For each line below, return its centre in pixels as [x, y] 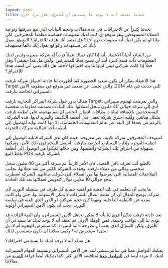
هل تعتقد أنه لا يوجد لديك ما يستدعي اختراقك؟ [48, 240]
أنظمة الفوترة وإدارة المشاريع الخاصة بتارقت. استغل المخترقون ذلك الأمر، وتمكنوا [81, 143]
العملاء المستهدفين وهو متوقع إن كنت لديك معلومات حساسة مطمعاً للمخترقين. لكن [82, 34]
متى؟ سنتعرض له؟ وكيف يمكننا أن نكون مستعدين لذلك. [56, 231]
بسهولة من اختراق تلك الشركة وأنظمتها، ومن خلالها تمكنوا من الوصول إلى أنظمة [79, 148]
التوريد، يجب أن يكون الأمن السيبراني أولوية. [46, 205]
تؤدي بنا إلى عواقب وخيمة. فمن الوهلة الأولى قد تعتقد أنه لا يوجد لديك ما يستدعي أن [82, 220]
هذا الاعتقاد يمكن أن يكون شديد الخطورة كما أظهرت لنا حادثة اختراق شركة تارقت [80, 80]
